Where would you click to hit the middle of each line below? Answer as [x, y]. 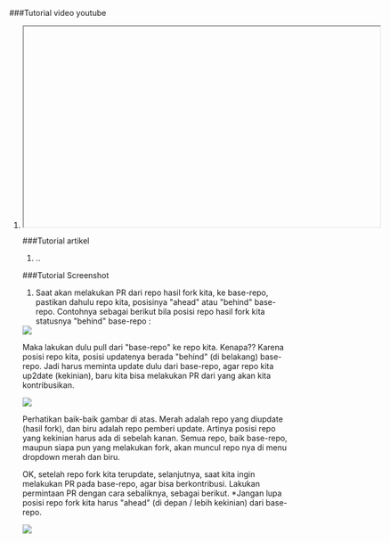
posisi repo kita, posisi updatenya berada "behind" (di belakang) [140, 357]
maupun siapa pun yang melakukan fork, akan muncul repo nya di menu [154, 448]
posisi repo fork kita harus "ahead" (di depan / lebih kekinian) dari [143, 502]
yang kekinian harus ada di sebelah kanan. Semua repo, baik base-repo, [154, 438]
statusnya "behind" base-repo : [93, 321]
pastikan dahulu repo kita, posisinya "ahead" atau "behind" [144, 302]
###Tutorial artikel [56, 241]
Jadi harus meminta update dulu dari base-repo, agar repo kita [158, 366]
